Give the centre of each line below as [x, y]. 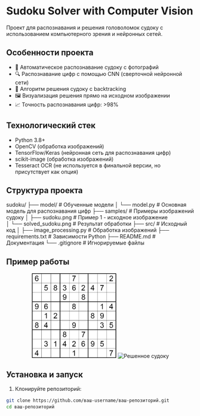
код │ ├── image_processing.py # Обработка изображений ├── [88, 230]
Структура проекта [44, 190]
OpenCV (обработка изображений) [59, 146]
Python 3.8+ [30, 140]
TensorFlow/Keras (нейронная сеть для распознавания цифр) [93, 152]
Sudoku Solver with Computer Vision [100, 11]
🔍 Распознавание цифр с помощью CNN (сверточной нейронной [99, 74]
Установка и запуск [45, 374]
